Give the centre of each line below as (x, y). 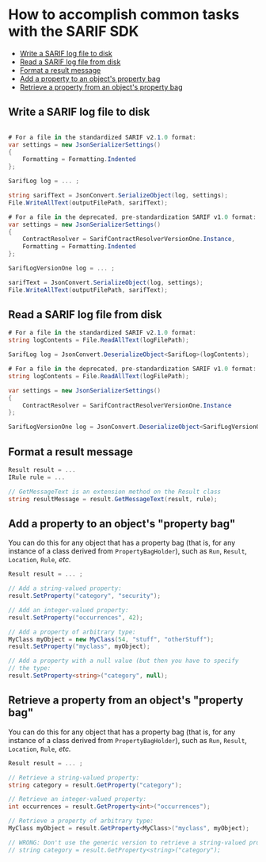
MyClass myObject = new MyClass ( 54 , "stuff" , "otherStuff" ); (111, 639)
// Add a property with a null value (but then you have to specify (123, 661)
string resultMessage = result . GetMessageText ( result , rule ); (113, 499)
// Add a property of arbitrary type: (72, 632)
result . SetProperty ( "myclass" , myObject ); (79, 647)
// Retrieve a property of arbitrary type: (81, 821)
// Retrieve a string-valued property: (74, 778)
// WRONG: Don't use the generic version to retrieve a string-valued (127, 842)
